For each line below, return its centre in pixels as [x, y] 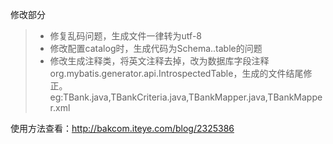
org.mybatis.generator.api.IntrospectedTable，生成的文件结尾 [176, 73]
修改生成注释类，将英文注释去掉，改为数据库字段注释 [159, 61]
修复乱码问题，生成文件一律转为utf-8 [125, 36]
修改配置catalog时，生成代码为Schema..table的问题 [156, 48]
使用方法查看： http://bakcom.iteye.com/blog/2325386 [122, 128]
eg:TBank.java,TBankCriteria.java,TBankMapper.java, [158, 97]
